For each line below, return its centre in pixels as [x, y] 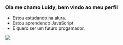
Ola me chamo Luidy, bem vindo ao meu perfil [61, 7]
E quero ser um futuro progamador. [49, 28]
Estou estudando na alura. [39, 18]
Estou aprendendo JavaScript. [43, 23]
